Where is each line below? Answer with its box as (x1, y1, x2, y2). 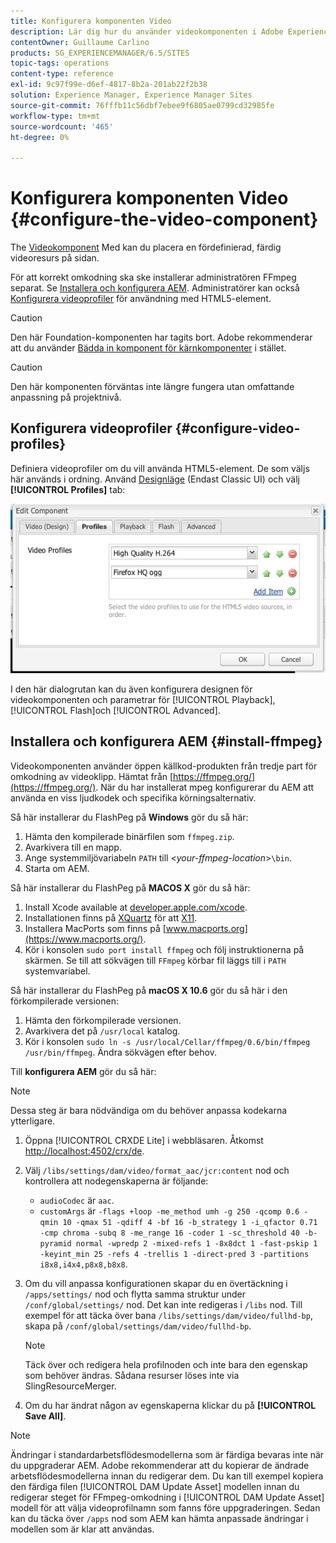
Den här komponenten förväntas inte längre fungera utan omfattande (10, 381, 295, 393)
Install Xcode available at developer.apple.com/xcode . (24, 901, 248, 913)
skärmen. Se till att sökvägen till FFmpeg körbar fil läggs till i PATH (24, 954, 287, 966)
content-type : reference (10, 69, 114, 79)
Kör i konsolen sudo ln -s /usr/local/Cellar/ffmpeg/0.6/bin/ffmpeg (24, 1035, 311, 1047)
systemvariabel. (24, 965, 91, 977)
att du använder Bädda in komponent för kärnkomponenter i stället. (10, 342, 287, 354)
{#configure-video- (174, 420, 301, 437)
